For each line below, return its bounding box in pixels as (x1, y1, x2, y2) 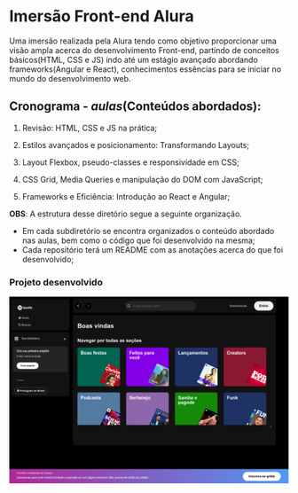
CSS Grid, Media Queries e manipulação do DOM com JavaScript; (21, 174, 263, 184)
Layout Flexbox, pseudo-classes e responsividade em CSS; (21, 157, 239, 168)
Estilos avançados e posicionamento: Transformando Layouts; (21, 139, 250, 150)
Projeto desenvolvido (9, 276, 104, 288)
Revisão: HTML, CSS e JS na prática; (21, 122, 158, 133)
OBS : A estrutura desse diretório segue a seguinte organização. (9, 208, 242, 219)
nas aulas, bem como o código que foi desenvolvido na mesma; (21, 235, 255, 246)
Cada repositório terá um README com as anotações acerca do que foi (21, 244, 284, 254)
